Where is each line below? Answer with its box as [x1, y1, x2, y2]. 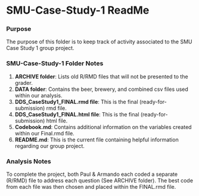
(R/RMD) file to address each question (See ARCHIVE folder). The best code [6, 177, 194, 184]
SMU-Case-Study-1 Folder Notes [6, 59, 104, 68]
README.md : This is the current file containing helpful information [14, 136, 179, 143]
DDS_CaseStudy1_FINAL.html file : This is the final [14, 110, 139, 118]
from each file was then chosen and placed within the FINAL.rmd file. [6, 184, 176, 191]
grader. [14, 79, 33, 86]
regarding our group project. [14, 142, 85, 149]
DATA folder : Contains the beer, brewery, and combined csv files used [14, 86, 189, 93]
